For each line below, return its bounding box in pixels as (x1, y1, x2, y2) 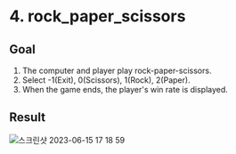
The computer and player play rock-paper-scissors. (21, 65, 212, 76)
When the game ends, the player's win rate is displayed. (21, 85, 229, 94)
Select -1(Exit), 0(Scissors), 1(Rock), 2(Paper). (21, 75, 191, 85)
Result (9, 109, 46, 126)
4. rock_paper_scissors (9, 6, 186, 27)
